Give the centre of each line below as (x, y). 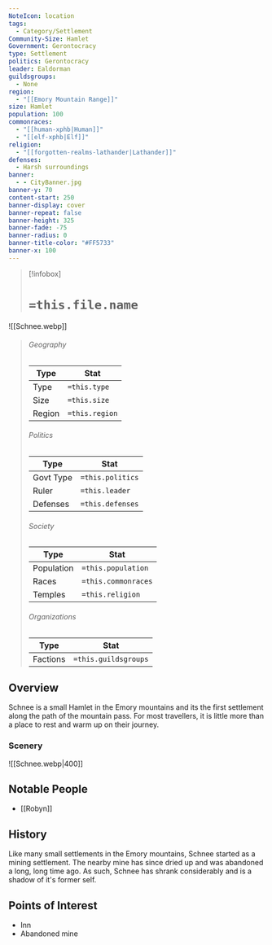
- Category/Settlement (54, 31)
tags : (18, 24)
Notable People (48, 789)
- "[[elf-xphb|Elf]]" (53, 137)
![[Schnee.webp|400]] (46, 763)
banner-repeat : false (45, 212)
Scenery (26, 746)
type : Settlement (38, 54)
